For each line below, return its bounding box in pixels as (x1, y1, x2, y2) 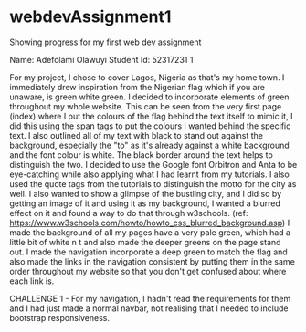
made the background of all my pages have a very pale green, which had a (9, 226, 290, 238)
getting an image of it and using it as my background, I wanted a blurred (9, 198, 280, 209)
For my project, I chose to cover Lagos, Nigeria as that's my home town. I (9, 71, 285, 83)
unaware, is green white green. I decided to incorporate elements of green (9, 91, 290, 102)
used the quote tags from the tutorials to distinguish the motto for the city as (9, 178, 297, 189)
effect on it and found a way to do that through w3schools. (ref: (9, 207, 248, 218)
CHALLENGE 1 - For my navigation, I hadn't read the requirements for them (9, 293, 291, 304)
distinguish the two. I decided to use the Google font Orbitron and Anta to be (9, 159, 298, 170)
